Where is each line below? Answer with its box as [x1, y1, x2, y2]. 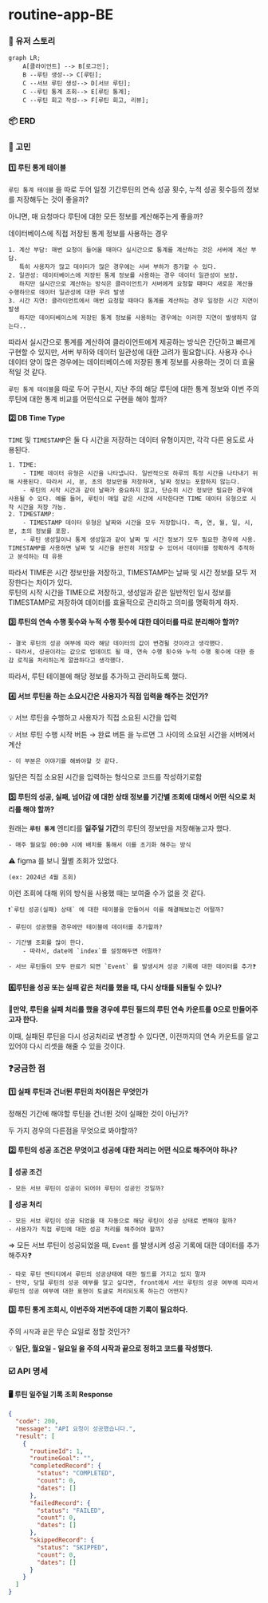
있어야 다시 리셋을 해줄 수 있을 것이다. [8, 1041, 125, 1051]
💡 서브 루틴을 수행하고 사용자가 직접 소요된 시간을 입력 [8, 713, 177, 723]
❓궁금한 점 [8, 1063, 45, 1074]
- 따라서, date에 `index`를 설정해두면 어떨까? [22, 947, 162, 955]
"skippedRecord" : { [29, 1536, 94, 1545]
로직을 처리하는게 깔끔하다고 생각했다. [17, 656, 125, 664]
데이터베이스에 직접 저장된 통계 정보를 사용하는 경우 [8, 228, 168, 238]
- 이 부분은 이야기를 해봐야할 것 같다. [8, 757, 120, 765]
